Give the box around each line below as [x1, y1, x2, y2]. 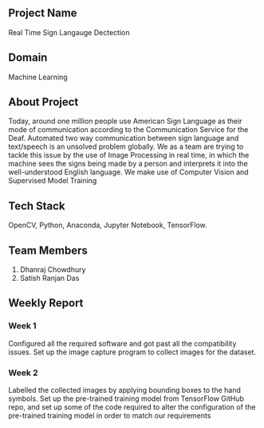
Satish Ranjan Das [19, 274, 80, 283]
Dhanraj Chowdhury [19, 265, 86, 274]
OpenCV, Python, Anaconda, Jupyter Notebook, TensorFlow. [8, 220, 207, 230]
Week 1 [8, 320, 37, 331]
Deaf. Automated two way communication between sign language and [8, 134, 239, 143]
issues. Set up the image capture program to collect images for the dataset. [8, 347, 257, 357]
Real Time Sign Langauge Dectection [8, 27, 130, 37]
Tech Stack [8, 199, 65, 213]
